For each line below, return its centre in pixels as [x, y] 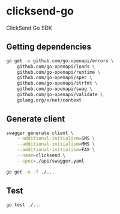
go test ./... [24, 205]
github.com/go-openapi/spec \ [55, 78]
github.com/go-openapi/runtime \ [59, 72]
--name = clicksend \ [41, 155]
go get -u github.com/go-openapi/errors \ [60, 61]
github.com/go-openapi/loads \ [56, 66]
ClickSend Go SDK [29, 28]
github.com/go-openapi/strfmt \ [57, 83]
